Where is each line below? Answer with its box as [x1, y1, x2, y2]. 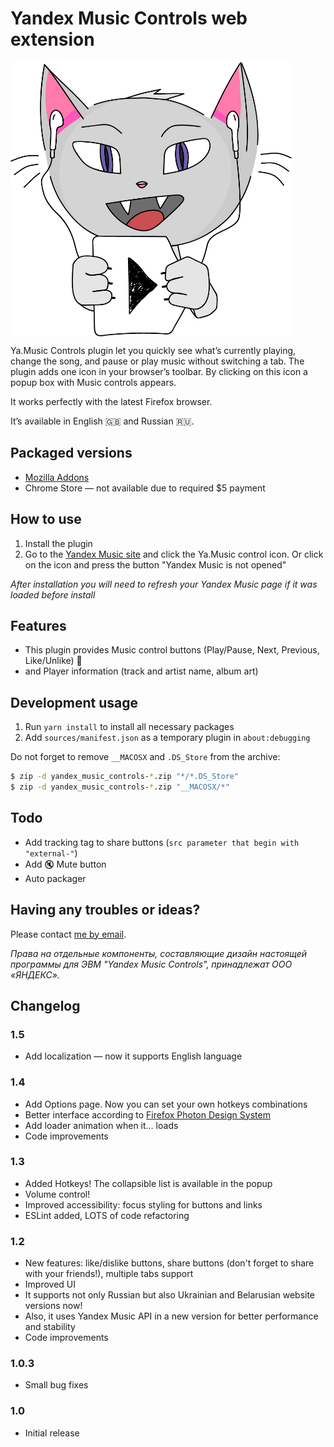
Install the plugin [24, 537, 93, 549]
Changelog [10, 997, 81, 1014]
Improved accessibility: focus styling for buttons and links [24, 1198, 263, 1211]
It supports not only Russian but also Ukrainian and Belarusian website [24, 1289, 316, 1301]
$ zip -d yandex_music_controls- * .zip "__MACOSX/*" [10, 782, 230, 792]
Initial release [24, 1427, 80, 1439]
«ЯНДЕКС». [10, 968, 60, 981]
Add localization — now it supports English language [24, 1050, 243, 1062]
